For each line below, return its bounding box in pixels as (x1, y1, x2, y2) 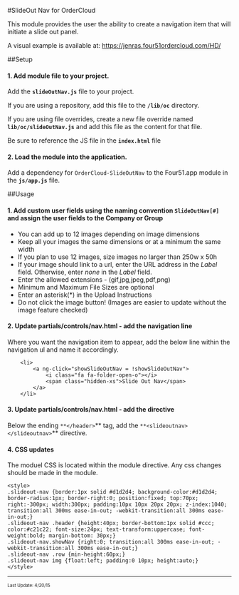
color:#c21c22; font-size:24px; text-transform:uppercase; (7, 526, 186, 534)
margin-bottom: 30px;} (48, 532, 116, 539)
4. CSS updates (7, 445, 55, 454)
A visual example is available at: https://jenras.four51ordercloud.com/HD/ (7, 41, 221, 49)
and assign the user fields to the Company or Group (7, 214, 164, 222)
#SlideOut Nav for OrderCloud (7, 6, 96, 14)
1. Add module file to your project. (7, 71, 110, 80)
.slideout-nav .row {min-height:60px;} (7, 551, 126, 559)
